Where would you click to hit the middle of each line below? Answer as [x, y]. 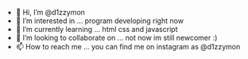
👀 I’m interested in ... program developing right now [100, 21]
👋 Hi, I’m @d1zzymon [50, 12]
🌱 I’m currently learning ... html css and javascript [97, 29]
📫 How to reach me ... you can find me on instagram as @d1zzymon [128, 47]
